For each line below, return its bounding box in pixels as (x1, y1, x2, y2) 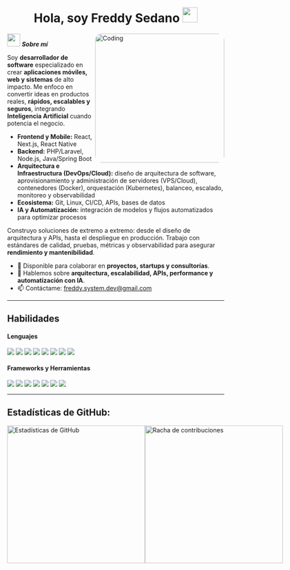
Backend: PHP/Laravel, (17, 147, 84, 155)
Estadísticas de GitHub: (7, 407, 110, 419)
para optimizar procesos (17, 213, 87, 221)
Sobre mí (21, 40, 48, 48)
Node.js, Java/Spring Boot (17, 154, 92, 162)
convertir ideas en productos (7, 89, 90, 98)
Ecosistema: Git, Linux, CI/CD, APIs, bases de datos (17, 198, 165, 207)
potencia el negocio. (7, 119, 65, 127)
